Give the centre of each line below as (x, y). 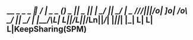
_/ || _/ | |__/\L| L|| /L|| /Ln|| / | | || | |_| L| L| (80, 20)
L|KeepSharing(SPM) (47, 29)
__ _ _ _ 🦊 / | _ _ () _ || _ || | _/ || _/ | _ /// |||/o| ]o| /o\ (97, 11)
